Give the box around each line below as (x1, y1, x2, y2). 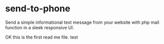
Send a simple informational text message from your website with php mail (5, 19, 159, 25)
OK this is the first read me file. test (5, 34, 78, 40)
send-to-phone (5, 3, 71, 14)
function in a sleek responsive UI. (5, 24, 74, 30)
